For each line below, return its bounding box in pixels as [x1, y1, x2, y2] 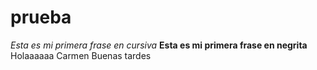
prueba [10, 6, 72, 29]
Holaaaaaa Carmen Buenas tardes [10, 49, 152, 61]
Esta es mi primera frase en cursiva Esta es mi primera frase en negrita [10, 39, 308, 51]
